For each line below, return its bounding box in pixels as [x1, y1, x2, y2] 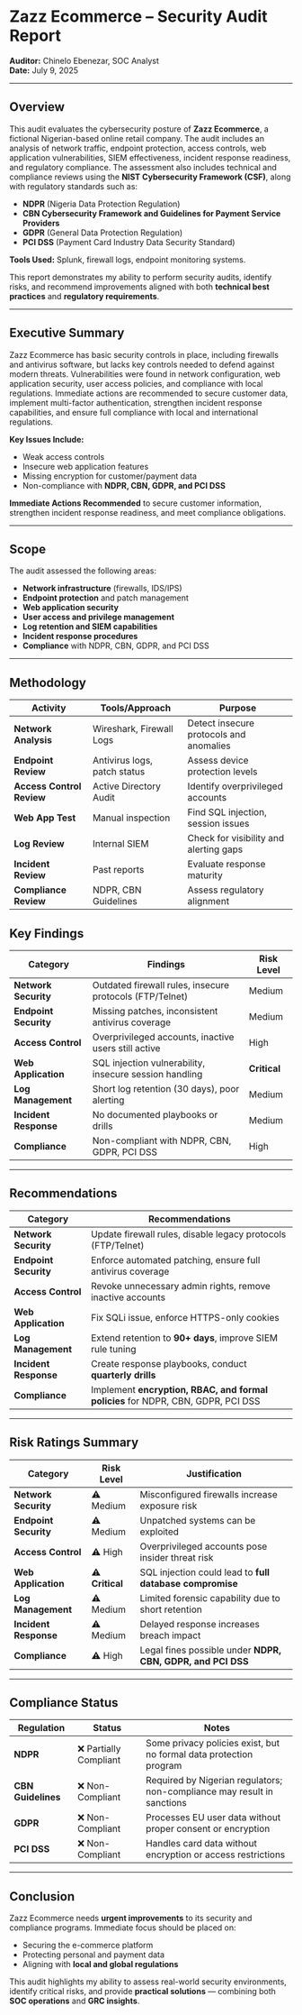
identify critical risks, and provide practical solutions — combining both [9, 1986, 276, 1997]
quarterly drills [91, 1369, 156, 1381]
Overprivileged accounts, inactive [92, 1030, 235, 1043]
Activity [31, 701, 67, 714]
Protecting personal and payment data [22, 1949, 164, 1960]
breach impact [139, 1629, 201, 1642]
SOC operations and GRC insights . [9, 1995, 140, 2007]
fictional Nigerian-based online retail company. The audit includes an [9, 133, 265, 143]
